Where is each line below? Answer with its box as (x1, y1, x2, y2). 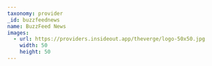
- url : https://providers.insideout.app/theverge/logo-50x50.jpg (13, 36, 206, 43)
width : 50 (19, 42, 48, 49)
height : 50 (19, 49, 51, 56)
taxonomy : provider (7, 10, 64, 17)
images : (7, 29, 30, 36)
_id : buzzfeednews (7, 16, 60, 23)
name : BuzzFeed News (7, 23, 67, 30)
